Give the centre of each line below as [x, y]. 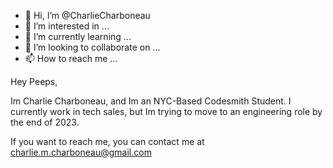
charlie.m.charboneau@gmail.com [81, 152]
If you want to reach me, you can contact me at [107, 141]
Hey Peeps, [34, 81]
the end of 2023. [45, 122]
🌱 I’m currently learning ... [78, 36]
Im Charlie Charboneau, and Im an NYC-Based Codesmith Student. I [151, 101]
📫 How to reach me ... [71, 58]
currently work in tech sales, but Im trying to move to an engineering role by [166, 111]
